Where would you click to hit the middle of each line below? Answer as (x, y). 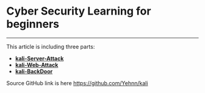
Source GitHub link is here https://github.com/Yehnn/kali (77, 83)
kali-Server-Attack (39, 58)
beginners (33, 24)
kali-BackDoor (34, 71)
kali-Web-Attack (37, 64)
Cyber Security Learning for (79, 11)
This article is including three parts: (51, 46)
